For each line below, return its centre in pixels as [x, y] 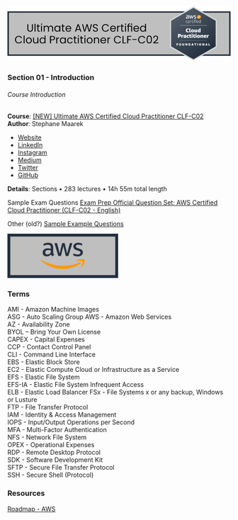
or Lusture [22, 400]
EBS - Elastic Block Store [44, 362]
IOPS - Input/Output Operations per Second [71, 422]
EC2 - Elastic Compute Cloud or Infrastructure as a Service [93, 370]
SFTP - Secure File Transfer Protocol [61, 468]
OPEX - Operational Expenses [51, 445]
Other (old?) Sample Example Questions [66, 224]
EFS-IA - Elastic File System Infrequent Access [75, 385]
